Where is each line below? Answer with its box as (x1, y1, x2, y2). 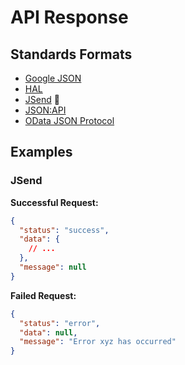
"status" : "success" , (19, 225, 110, 235)
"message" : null (19, 262, 87, 273)
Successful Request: (10, 196, 99, 208)
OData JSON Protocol (24, 115, 115, 126)
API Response (10, 6, 129, 29)
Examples (10, 144, 73, 161)
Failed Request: (10, 289, 77, 301)
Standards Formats (10, 46, 133, 63)
